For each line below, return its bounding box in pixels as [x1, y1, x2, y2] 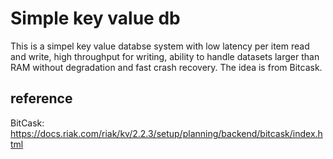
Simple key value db [10, 7, 181, 30]
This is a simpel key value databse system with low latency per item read [10, 40, 310, 52]
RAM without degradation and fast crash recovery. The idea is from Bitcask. [10, 61, 323, 73]
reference [10, 90, 73, 107]
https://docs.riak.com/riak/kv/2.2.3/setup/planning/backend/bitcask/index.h [10, 127, 323, 139]
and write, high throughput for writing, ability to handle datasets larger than [10, 50, 320, 62]
